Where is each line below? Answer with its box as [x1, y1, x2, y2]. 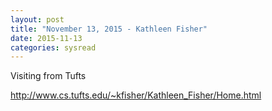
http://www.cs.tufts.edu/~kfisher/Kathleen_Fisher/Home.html [10, 89, 262, 101]
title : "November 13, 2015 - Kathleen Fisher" [10, 24, 208, 34]
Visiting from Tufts [10, 70, 87, 82]
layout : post [10, 14, 65, 25]
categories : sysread [10, 42, 97, 53]
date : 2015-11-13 [10, 33, 83, 43]
